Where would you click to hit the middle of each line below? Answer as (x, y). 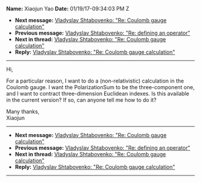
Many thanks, (23, 111)
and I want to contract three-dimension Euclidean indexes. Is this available (98, 93)
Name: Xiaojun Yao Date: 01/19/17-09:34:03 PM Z (68, 9)
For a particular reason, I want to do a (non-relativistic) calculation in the (95, 81)
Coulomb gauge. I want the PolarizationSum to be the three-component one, (100, 87)
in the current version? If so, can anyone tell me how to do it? (81, 100)
